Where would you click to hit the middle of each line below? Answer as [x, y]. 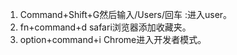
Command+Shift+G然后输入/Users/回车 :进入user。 [126, 14]
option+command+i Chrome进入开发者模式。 [113, 39]
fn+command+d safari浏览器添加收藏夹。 [105, 27]
